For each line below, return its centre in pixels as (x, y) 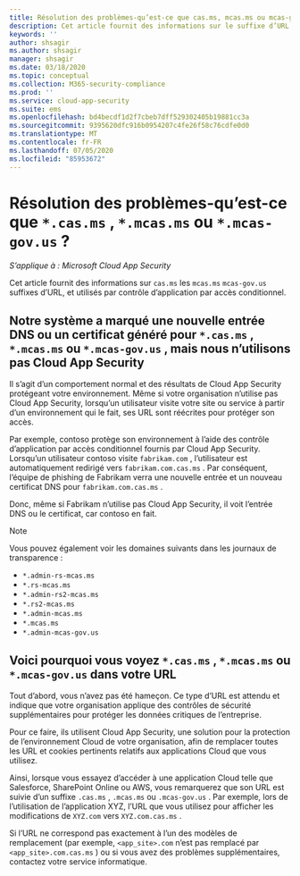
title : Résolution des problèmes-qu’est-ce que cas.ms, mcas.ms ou (137, 17)
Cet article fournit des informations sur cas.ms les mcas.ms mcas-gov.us (138, 283)
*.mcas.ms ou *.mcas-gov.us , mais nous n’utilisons (150, 348)
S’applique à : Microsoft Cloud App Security (90, 265)
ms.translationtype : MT (54, 134)
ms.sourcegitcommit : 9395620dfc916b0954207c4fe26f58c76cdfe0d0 (129, 126)
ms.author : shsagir (46, 51)
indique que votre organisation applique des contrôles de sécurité (130, 705)
